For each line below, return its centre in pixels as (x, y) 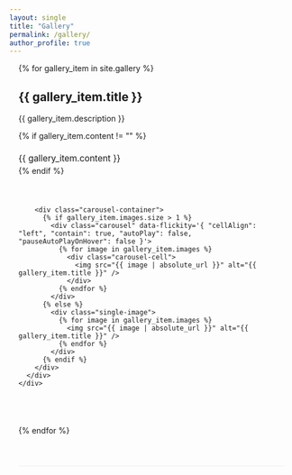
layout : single (38, 18)
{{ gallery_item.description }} (72, 119)
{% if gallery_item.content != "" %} (82, 136)
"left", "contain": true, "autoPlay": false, (105, 233)
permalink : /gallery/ (50, 34)
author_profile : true (50, 43)
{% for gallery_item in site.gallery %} (87, 69)
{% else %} (63, 304)
